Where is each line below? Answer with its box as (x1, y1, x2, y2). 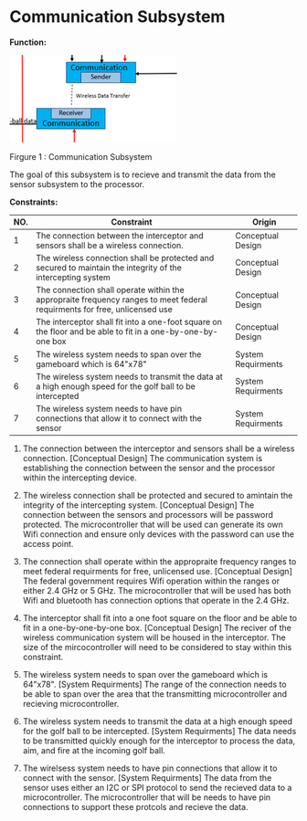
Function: (9, 37, 48, 47)
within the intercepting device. (22, 472, 137, 483)
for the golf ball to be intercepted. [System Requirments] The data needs (22, 725, 297, 736)
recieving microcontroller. (22, 698, 120, 709)
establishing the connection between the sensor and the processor (22, 462, 276, 473)
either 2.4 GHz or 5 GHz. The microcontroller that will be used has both (22, 584, 291, 595)
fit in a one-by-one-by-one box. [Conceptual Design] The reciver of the (22, 622, 292, 633)
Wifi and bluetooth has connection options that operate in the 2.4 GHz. (22, 595, 290, 605)
